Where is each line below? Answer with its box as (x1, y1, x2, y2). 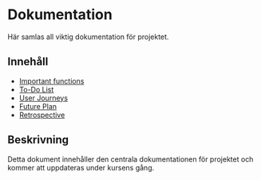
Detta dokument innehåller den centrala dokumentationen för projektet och (7, 154, 254, 164)
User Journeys (18, 93, 69, 103)
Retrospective (18, 110, 65, 119)
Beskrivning (7, 133, 69, 147)
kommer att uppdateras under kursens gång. (7, 162, 155, 172)
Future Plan (18, 101, 57, 111)
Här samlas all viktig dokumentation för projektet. (7, 32, 169, 41)
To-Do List (18, 84, 54, 94)
